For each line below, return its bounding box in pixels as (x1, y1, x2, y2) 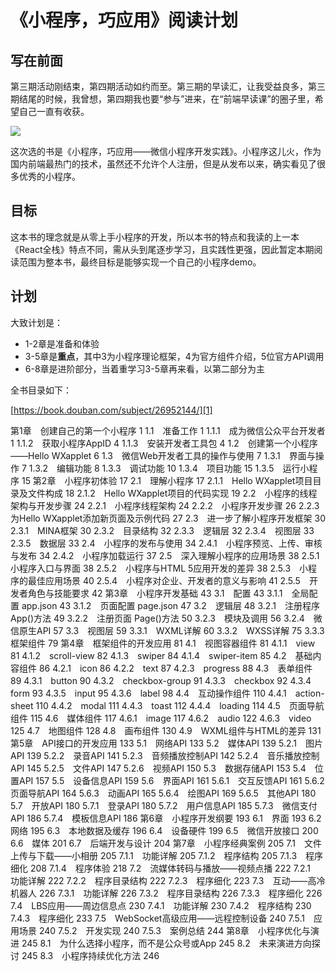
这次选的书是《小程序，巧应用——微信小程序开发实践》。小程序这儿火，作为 (10, 146, 322, 157)
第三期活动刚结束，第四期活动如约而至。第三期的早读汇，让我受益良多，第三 (10, 81, 326, 92)
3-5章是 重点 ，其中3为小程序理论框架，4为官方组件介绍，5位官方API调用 (24, 350, 325, 362)
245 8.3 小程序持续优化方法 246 (21, 949, 160, 961)
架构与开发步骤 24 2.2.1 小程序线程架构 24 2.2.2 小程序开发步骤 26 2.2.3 (10, 499, 320, 511)
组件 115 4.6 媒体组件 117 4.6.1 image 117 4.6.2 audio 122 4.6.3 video (10, 712, 312, 724)
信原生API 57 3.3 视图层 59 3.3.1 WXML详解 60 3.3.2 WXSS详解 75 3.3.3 (10, 624, 325, 636)
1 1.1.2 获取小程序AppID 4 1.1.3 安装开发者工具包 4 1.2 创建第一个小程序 (10, 437, 318, 449)
